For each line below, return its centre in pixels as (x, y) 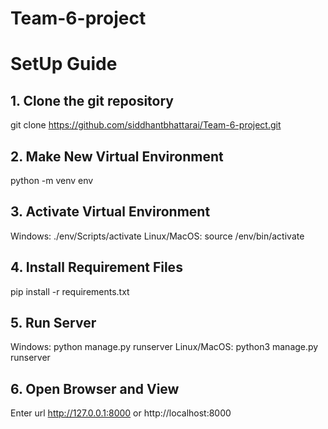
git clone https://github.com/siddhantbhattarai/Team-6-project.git (146, 125)
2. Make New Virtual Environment (117, 156)
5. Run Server (53, 323)
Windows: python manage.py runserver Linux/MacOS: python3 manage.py (164, 347)
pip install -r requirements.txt (70, 291)
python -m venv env (52, 180)
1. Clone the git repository (92, 100)
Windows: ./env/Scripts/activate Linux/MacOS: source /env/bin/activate (157, 236)
